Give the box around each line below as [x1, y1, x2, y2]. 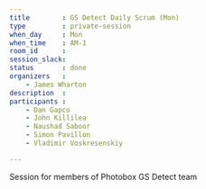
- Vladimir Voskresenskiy [25, 139, 124, 148]
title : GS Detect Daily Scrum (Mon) [9, 13, 180, 22]
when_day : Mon [9, 30, 83, 39]
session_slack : [9, 55, 67, 64]
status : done [9, 64, 88, 73]
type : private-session [9, 22, 131, 31]
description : [9, 88, 67, 97]
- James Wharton [25, 80, 88, 89]
